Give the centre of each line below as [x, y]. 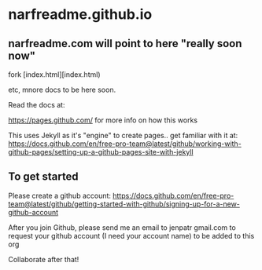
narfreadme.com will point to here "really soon [125, 44]
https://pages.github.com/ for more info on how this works [103, 120]
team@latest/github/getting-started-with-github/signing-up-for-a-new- [124, 204]
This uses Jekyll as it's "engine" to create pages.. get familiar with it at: [123, 135]
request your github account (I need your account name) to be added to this [131, 235]
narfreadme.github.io [80, 15]
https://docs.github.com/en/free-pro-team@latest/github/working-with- [125, 144]
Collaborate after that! [44, 259]
